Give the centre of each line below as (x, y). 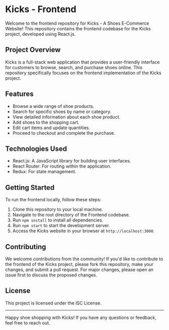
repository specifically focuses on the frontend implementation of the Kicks (83, 73)
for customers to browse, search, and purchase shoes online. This (74, 67)
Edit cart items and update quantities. (51, 128)
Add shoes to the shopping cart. (46, 122)
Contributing (26, 246)
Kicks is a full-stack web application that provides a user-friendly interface (82, 62)
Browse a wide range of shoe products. (53, 106)
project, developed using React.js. (40, 34)
